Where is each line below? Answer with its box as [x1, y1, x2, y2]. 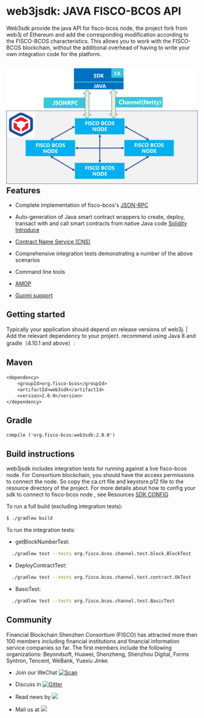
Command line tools [15, 268, 66, 275]
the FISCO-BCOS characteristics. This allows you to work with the [6, 37, 171, 45]
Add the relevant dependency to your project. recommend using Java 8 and [6, 332, 196, 339]
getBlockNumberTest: [15, 538, 70, 545]
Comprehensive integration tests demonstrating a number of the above [15, 250, 193, 257]
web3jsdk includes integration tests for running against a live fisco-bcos [6, 465, 187, 472]
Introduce [15, 226, 39, 233]
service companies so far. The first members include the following [6, 644, 172, 651]
